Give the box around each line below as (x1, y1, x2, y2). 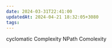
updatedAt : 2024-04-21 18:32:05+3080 (6, 14, 99, 20)
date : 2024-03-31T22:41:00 (6, 8, 73, 15)
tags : (6, 19, 19, 25)
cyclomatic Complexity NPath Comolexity (6, 36, 107, 43)
